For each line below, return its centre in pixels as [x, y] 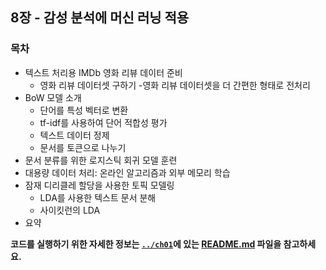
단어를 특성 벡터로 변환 [84, 110]
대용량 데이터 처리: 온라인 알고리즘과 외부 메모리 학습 [127, 172]
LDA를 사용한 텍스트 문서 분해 [98, 197]
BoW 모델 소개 [53, 97]
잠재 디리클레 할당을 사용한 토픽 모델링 [99, 185]
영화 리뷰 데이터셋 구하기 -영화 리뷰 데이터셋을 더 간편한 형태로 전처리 [175, 85]
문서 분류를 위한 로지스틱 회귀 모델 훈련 [101, 160]
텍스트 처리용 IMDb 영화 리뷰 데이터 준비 [103, 72]
